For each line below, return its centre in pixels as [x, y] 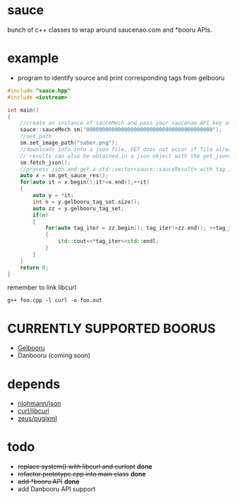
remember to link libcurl [42, 287]
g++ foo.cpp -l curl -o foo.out [55, 301]
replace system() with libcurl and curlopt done [85, 467]
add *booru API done [48, 481]
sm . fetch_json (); [45, 162]
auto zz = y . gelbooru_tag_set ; [79, 208]
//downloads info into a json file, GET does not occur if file [116, 149]
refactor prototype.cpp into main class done [81, 474]
